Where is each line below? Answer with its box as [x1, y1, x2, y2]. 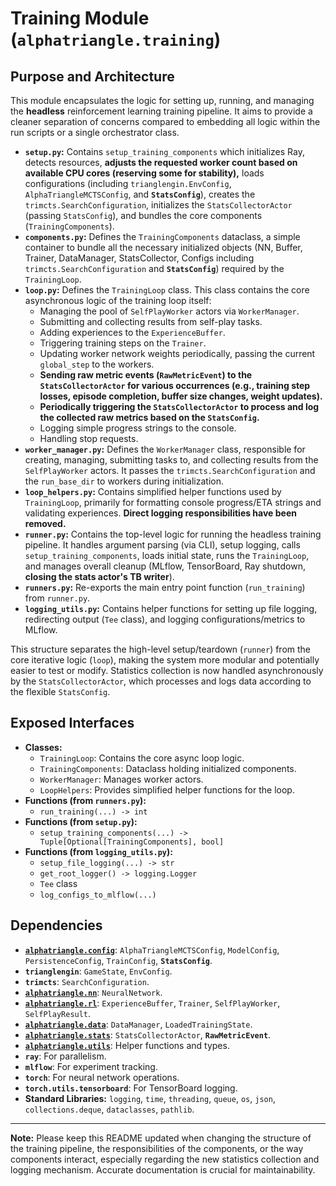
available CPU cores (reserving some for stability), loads [24, 167, 265, 179]
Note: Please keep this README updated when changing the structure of [10, 1132, 312, 1144]
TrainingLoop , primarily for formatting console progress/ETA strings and [24, 497, 322, 508]
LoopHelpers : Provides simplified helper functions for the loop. [39, 783, 295, 796]
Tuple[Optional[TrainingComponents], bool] [39, 837, 225, 847]
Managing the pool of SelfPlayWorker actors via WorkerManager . [39, 305, 300, 317]
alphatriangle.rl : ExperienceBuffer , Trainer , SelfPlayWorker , [24, 997, 281, 1009]
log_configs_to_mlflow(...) [39, 890, 157, 900]
